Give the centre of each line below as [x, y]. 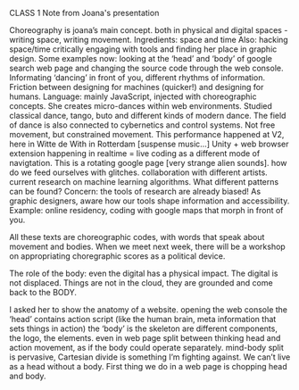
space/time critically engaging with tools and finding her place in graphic [143, 49]
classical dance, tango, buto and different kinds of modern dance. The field [148, 116]
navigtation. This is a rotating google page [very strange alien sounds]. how [148, 163]
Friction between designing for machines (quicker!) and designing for [137, 87]
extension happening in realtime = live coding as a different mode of [135, 154]
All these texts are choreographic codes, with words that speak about [137, 237]
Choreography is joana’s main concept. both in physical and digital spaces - [149, 30]
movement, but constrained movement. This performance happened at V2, [147, 134]
